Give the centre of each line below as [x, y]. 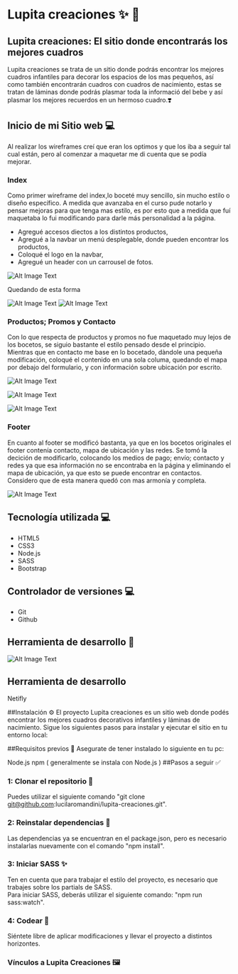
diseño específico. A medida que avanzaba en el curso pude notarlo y [110, 203]
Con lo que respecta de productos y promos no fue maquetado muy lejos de [119, 337]
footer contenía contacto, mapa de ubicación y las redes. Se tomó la [107, 450]
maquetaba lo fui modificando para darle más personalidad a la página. [112, 218]
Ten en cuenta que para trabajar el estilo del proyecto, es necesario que [113, 880]
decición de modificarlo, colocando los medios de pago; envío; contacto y [116, 458]
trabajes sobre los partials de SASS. [60, 887]
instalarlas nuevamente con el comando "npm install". [86, 845]
